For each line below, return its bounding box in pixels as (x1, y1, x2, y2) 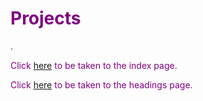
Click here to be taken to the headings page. (10, 78, 193, 91)
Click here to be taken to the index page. (10, 59, 178, 71)
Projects (10, 7, 82, 30)
